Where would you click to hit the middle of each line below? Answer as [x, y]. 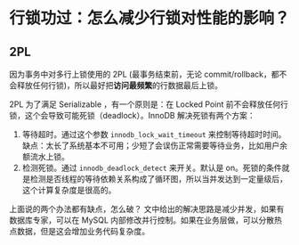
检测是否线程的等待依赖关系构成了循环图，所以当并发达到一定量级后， [158, 179]
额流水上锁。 [45, 156]
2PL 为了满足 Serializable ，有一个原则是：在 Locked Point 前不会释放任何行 [149, 104]
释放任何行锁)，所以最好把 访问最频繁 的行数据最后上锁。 [120, 85]
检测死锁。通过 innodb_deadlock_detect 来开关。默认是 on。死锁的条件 [152, 167]
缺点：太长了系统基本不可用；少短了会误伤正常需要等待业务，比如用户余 [154, 145]
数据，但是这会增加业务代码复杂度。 [83, 231]
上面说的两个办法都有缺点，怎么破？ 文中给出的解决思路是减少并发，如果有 [147, 209]
